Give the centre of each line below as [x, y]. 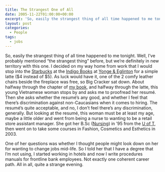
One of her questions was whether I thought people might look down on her [82, 143]
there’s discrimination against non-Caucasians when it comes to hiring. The [81, 102]
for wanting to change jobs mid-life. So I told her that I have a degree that [79, 148]
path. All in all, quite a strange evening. [44, 164]
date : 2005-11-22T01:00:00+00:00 [39, 14]
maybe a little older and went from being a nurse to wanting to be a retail [79, 118]
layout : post [18, 23]
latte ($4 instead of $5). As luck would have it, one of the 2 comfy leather [79, 76]
